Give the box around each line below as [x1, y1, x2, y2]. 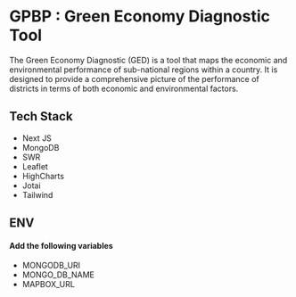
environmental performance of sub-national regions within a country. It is [9, 64, 278, 75]
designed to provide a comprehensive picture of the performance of [9, 73, 260, 84]
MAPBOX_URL [21, 279, 76, 290]
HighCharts [21, 170, 65, 181]
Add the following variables [9, 240, 113, 251]
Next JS [21, 132, 52, 144]
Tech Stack [9, 109, 73, 124]
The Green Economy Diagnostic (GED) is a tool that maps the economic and [9, 54, 288, 65]
